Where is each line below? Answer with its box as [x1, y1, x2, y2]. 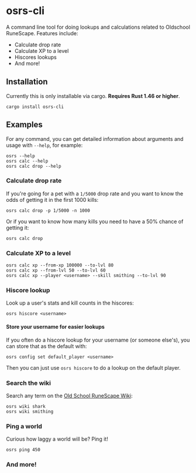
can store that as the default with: [6, 342, 87, 350]
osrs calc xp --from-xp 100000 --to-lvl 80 [6, 262, 114, 268]
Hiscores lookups [14, 53, 57, 60]
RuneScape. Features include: [6, 29, 78, 36]
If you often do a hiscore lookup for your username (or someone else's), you [6, 336, 190, 343]
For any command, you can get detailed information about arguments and [6, 135, 184, 142]
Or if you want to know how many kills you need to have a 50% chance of [6, 218, 184, 225]
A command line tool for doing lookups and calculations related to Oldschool [6, 23, 190, 31]
